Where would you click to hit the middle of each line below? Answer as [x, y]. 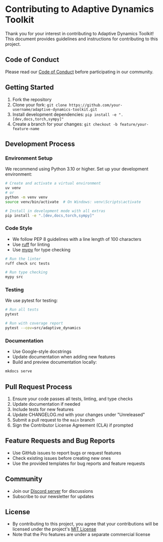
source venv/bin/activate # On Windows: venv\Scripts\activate [73, 202]
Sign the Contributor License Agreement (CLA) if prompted [73, 425]
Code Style [19, 228]
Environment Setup [29, 158]
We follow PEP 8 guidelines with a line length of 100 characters [77, 239]
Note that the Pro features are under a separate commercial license [81, 535]
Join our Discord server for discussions [53, 491]
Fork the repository [32, 99]
